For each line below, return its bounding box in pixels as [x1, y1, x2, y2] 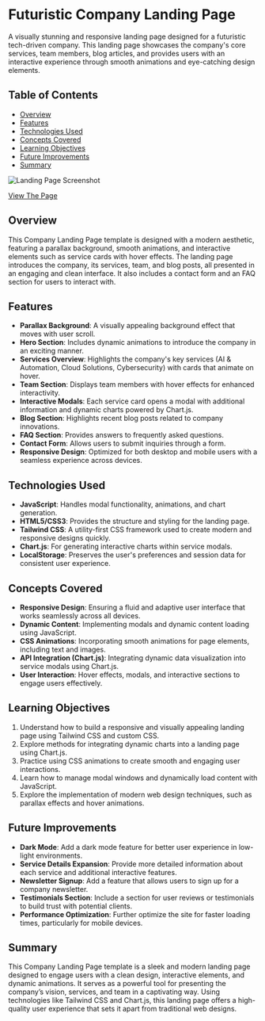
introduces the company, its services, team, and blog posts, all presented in [8, 260, 255, 270]
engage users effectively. [19, 679, 103, 687]
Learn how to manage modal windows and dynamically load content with [19, 773, 258, 782]
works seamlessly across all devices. [19, 611, 141, 620]
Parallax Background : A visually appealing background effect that [19, 321, 236, 331]
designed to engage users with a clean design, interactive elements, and [8, 970, 245, 980]
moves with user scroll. [19, 329, 96, 338]
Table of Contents [8, 89, 99, 102]
